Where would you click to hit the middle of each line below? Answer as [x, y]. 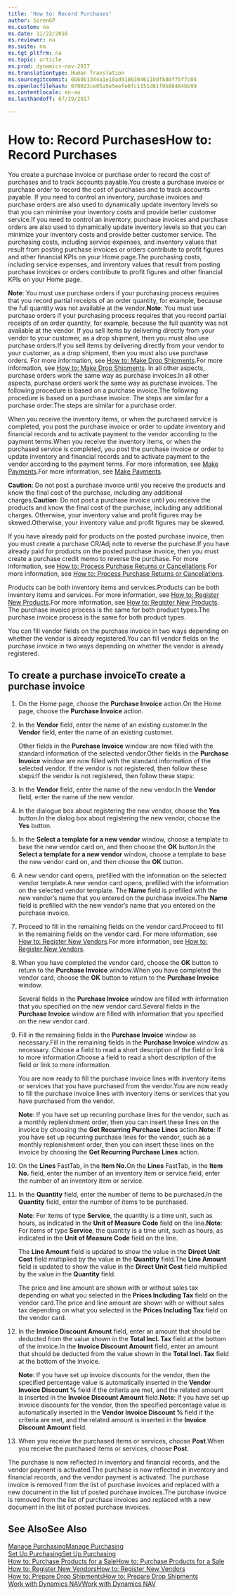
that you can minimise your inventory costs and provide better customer [112, 211]
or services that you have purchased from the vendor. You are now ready [123, 1085]
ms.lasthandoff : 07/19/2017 [49, 99]
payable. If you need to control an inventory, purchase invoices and [105, 197]
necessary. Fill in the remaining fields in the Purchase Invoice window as [123, 1042]
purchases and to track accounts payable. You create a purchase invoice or [116, 182]
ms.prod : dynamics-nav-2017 [49, 66]
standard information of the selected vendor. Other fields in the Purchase [123, 753]
